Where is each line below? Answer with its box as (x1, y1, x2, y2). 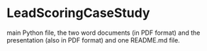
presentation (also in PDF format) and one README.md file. (6, 35, 180, 44)
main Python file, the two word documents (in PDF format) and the (6, 28, 201, 37)
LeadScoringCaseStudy (6, 5, 150, 21)
